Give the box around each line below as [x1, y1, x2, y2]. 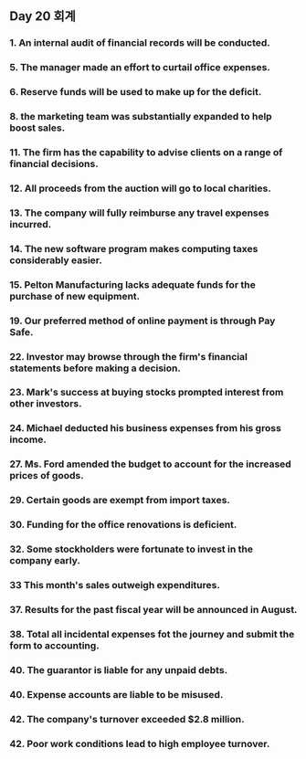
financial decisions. [9, 158, 99, 170]
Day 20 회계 [9, 8, 76, 25]
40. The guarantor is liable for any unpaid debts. [9, 663, 228, 676]
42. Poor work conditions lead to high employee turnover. [9, 737, 270, 750]
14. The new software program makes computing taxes [9, 242, 259, 255]
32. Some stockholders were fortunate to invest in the [9, 543, 254, 555]
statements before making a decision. [9, 362, 181, 374]
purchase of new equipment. [9, 290, 141, 302]
